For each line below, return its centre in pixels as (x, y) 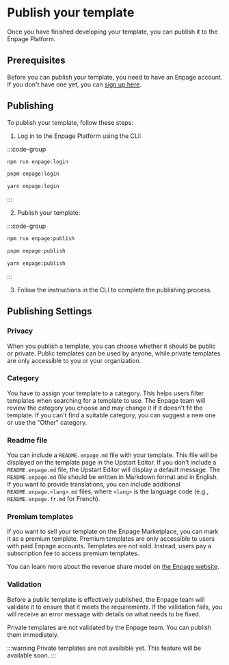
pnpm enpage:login (33, 174)
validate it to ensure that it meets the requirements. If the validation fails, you (115, 607)
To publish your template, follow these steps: (70, 122)
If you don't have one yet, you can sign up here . (75, 84)
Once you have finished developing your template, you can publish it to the (112, 32)
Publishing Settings (50, 311)
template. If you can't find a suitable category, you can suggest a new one (111, 415)
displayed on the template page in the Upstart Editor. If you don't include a (112, 463)
